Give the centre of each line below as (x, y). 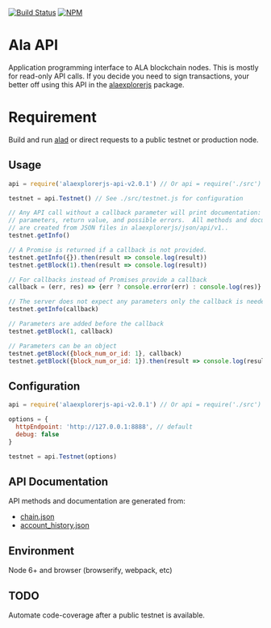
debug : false (38, 434)
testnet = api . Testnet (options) (63, 457)
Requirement (52, 118)
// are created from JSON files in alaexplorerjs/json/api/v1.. (119, 228)
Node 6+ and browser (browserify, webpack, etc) (90, 571)
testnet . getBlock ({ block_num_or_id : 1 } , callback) (95, 353)
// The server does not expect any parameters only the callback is (126, 302)
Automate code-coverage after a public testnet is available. (107, 615)
